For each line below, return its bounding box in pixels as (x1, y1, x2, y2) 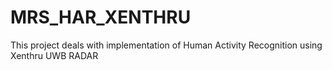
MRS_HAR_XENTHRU (10, 6, 192, 29)
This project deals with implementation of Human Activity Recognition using (10, 39, 323, 51)
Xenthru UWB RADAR (10, 49, 99, 61)
